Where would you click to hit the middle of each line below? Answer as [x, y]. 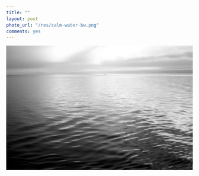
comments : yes [24, 31]
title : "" [18, 12]
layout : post [22, 19]
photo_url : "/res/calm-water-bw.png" [53, 25]
